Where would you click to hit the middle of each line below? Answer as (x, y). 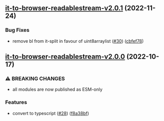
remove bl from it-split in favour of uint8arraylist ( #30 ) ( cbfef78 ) (78, 41)
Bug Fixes (17, 30)
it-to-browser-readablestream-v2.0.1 (64, 8)
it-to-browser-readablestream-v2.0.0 (65, 57)
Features (16, 103)
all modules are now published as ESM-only (57, 90)
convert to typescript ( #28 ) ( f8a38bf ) (51, 113)
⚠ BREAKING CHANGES (35, 78)
